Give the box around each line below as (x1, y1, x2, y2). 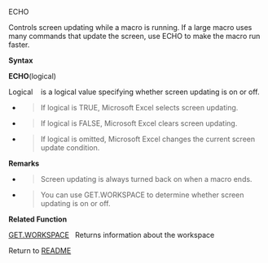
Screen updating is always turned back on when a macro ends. (40, 175, 253, 183)
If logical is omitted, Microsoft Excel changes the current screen (40, 134, 255, 144)
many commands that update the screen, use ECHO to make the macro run (8, 32, 261, 41)
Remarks (8, 158, 40, 168)
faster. (8, 40, 30, 50)
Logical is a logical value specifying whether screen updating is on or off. (8, 87, 260, 97)
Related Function (8, 214, 68, 224)
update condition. (40, 143, 100, 153)
